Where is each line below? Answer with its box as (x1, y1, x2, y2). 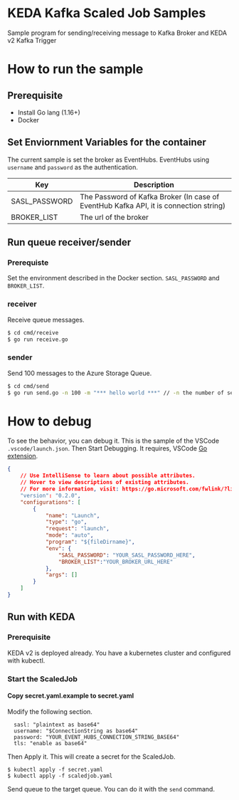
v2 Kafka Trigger (7, 36, 57, 44)
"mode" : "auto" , (45, 532, 94, 539)
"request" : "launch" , (45, 525, 110, 532)
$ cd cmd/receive (7, 329, 59, 336)
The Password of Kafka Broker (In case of (79, 191, 220, 201)
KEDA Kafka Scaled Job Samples (7, 5, 206, 21)
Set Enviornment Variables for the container (7, 137, 206, 149)
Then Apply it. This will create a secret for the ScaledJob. (7, 752, 176, 761)
